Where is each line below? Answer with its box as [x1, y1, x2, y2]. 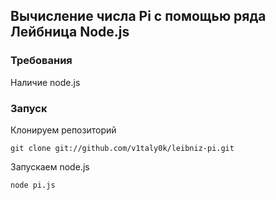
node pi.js [10, 180, 56, 190]
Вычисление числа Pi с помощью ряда [10, 8, 267, 25]
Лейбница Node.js [10, 24, 130, 41]
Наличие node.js [10, 76, 81, 88]
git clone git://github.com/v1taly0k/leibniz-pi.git [10, 143, 235, 153]
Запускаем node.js [10, 160, 90, 173]
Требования [10, 54, 73, 68]
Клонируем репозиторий [10, 124, 117, 136]
